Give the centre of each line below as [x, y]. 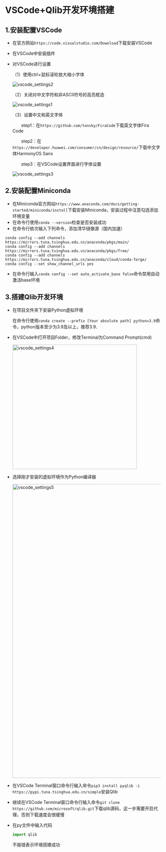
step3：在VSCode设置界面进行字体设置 [61, 164]
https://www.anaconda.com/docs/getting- [97, 204]
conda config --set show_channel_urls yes [49, 264]
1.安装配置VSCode [34, 30]
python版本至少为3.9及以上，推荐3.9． [61, 327]
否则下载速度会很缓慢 [43, 814]
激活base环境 [26, 280]
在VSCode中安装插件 [34, 53]
